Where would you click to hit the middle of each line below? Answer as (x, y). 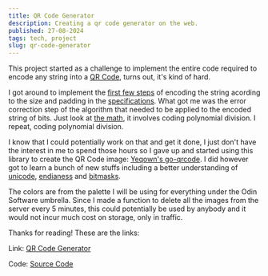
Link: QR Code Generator (50, 249)
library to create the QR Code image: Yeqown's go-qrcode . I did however (128, 159)
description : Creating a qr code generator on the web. (103, 23)
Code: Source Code (41, 264)
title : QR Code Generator (51, 16)
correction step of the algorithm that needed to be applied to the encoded (130, 110)
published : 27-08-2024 (46, 30)
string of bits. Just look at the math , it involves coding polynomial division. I (132, 118)
